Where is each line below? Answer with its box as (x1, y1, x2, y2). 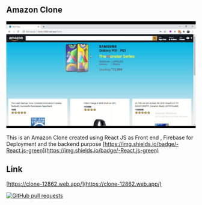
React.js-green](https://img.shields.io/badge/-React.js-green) (6, 147, 159, 154)
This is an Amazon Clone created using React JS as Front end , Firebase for (6, 134, 194, 141)
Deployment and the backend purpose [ (6, 140, 105, 147)
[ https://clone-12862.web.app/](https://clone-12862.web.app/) (6, 180, 162, 188)
